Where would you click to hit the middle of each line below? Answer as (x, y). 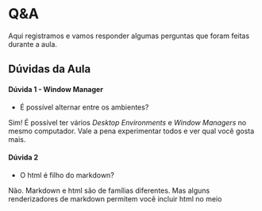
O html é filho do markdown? (67, 175)
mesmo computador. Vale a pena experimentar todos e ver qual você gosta (131, 131)
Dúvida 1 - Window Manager (56, 89)
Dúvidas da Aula (50, 69)
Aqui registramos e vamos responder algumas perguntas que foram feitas (129, 36)
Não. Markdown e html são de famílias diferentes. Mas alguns (109, 190)
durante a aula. (33, 44)
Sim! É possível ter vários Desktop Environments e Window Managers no (127, 122)
